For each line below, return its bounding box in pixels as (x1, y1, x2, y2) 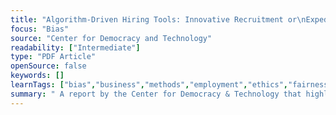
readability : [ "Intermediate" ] (10, 42, 141, 53)
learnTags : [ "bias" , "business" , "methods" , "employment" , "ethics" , (10, 80, 288, 90)
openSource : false (10, 61, 87, 71)
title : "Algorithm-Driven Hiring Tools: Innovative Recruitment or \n (10, 14, 307, 25)
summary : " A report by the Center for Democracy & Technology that (10, 89, 302, 99)
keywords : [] (10, 71, 65, 81)
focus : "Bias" (10, 24, 70, 34)
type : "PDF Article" (10, 52, 97, 62)
